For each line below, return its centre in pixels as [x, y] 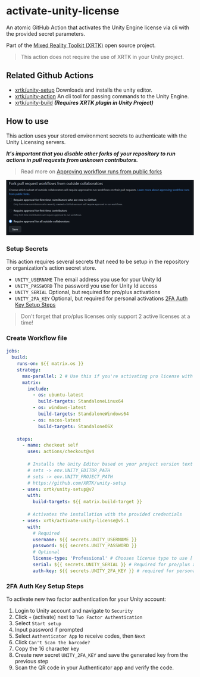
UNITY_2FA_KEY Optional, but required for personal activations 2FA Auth [101, 298]
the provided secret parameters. [46, 33]
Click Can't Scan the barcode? [52, 642]
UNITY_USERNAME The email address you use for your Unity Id [88, 279]
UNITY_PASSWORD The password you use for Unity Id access [86, 286]
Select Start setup [38, 623]
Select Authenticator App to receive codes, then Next [80, 636]
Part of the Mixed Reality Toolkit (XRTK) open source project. [81, 45]
